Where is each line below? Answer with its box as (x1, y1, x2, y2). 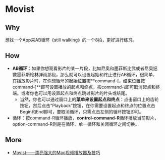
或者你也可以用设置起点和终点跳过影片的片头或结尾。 (21, 90, 130, 96)
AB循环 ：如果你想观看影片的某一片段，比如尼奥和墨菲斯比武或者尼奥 (12, 65, 154, 71)
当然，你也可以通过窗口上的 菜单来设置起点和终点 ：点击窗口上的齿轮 (19, 96, 159, 102)
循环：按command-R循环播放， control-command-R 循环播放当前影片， (12, 115, 159, 121)
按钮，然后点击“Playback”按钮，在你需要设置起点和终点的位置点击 (19, 103, 156, 108)
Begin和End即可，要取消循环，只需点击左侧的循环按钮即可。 (19, 108, 144, 114)
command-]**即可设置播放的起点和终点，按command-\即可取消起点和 (12, 84, 156, 90)
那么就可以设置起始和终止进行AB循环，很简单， (60, 71, 158, 77)
